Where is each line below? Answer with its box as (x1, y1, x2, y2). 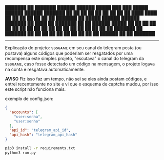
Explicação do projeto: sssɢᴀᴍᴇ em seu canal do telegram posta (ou (5, 45, 142, 51)
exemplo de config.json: (5, 96, 54, 101)
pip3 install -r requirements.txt (5, 146, 76, 151)
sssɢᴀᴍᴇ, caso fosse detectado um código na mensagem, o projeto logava (5, 61, 155, 67)
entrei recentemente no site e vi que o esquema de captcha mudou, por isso (5, 81, 159, 87)
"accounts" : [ (9, 110, 38, 115)
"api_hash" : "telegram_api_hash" (9, 132, 78, 138)
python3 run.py (5, 150, 36, 155)
